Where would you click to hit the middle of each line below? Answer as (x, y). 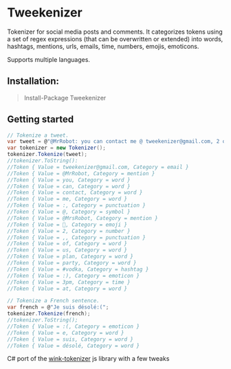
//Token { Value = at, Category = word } (67, 289)
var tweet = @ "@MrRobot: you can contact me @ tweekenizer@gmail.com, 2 (113, 142)
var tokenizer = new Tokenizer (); (57, 148)
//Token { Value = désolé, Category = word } (73, 346)
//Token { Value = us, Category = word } (67, 250)
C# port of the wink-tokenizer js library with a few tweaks (88, 359)
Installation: (33, 81)
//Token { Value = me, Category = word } (67, 199)
